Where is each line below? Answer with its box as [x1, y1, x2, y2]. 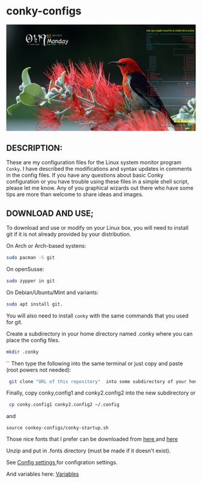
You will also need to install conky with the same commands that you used [6, 312, 189, 319]
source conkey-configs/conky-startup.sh [6, 425, 109, 431]
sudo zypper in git [6, 278, 55, 284]
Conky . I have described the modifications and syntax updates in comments [6, 165, 192, 173]
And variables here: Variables [6, 470, 79, 478]
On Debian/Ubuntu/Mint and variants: [6, 289, 99, 296]
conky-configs [6, 4, 82, 18]
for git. [6, 318, 23, 325]
